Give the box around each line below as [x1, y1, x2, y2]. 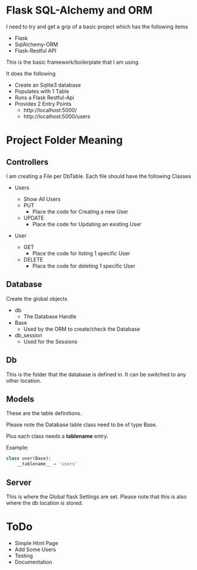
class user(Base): [6, 455, 51, 461]
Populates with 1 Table [14, 87, 70, 95]
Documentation [14, 558, 52, 565]
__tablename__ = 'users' [17, 461, 78, 467]
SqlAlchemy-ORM [14, 41, 58, 48]
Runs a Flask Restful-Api [14, 94, 75, 101]
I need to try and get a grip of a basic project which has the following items [6, 23, 188, 30]
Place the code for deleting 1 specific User [32, 262, 136, 269]
